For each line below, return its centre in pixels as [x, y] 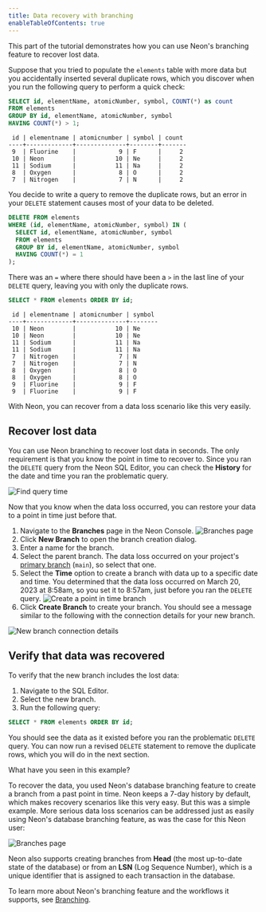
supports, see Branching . [50, 899]
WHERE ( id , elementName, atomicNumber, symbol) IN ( [98, 225]
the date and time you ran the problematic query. [88, 476]
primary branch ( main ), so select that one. [88, 564]
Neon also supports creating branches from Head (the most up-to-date [125, 859]
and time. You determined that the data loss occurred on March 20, [130, 581]
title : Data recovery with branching [71, 16]
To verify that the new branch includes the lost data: [94, 675]
